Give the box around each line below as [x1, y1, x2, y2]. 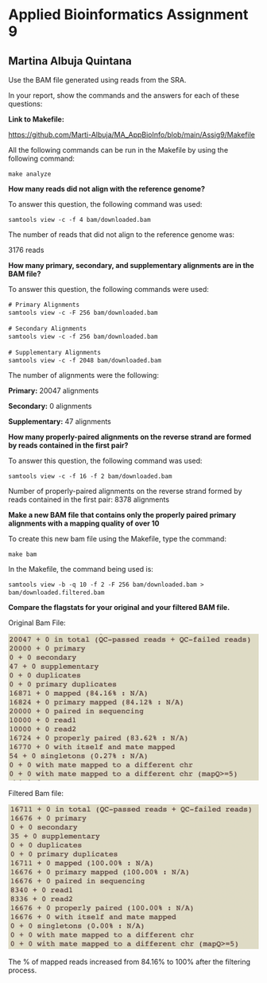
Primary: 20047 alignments [8, 386, 99, 395]
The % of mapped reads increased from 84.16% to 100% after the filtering [8, 957, 251, 967]
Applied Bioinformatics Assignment [8, 6, 249, 24]
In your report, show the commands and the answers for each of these [8, 91, 240, 100]
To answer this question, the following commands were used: [8, 285, 209, 293]
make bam [8, 550, 37, 558]
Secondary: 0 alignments [8, 402, 92, 410]
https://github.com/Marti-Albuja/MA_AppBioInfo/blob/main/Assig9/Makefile [8, 130, 256, 139]
